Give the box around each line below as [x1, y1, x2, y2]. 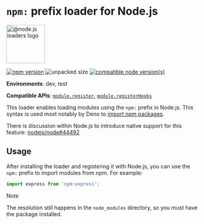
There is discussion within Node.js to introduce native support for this [6, 122, 182, 129]
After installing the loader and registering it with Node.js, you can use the [6, 162, 191, 170]
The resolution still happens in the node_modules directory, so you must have [6, 204, 198, 211]
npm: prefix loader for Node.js [6, 4, 158, 18]
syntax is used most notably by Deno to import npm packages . [6, 110, 164, 118]
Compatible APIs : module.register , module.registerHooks [6, 92, 152, 99]
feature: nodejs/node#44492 [6, 129, 80, 136]
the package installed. [6, 210, 62, 218]
